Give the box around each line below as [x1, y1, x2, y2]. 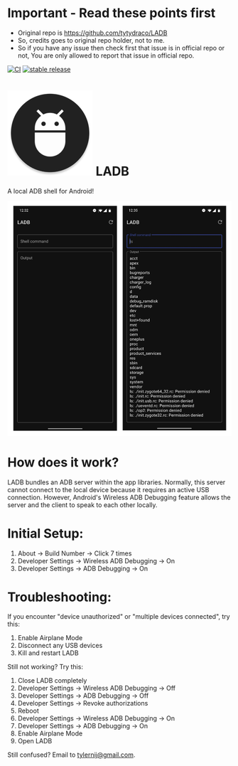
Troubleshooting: [7, 589, 112, 605]
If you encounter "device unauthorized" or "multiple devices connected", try [7, 612, 230, 621]
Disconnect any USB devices [17, 642, 103, 650]
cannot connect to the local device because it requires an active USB [7, 485, 210, 494]
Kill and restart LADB [17, 649, 80, 657]
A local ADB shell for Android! [7, 186, 94, 195]
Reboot [17, 706, 39, 716]
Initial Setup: [7, 525, 84, 541]
